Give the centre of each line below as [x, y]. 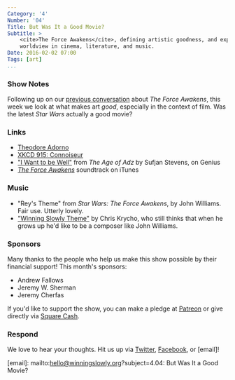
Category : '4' [28, 14]
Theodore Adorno [43, 147]
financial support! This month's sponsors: [67, 266]
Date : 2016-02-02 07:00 [42, 53]
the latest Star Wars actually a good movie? [70, 114]
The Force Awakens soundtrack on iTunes [78, 170]
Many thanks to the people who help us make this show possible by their [112, 259]
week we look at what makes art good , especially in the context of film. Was [116, 107]
